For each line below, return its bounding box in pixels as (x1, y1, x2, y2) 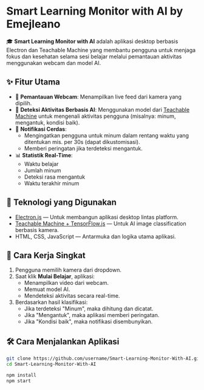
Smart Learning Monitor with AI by (6, 4, 183, 18)
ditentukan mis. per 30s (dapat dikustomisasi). (24, 138, 141, 145)
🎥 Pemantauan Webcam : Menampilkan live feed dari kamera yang (15, 93, 182, 100)
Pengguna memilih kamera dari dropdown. (15, 266, 121, 274)
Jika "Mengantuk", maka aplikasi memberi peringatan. (24, 312, 160, 319)
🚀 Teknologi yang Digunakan (6, 197, 117, 208)
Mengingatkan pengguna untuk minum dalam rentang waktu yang (24, 132, 189, 139)
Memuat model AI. (24, 286, 70, 293)
